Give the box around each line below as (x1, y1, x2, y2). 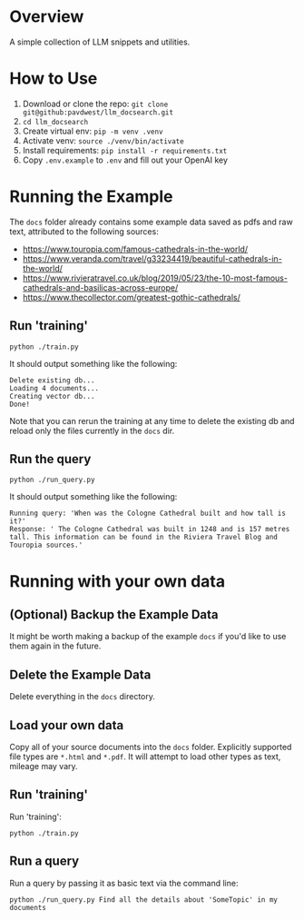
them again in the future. (9, 640, 102, 651)
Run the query (9, 451, 92, 467)
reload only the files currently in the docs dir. (9, 425, 175, 436)
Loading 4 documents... (9, 383, 100, 392)
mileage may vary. (9, 761, 79, 772)
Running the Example (9, 186, 174, 207)
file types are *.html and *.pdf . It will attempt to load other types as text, (9, 751, 281, 762)
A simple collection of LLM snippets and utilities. (9, 36, 191, 47)
